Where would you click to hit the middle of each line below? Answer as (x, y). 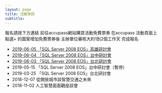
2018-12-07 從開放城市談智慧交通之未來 (52, 79)
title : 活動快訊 (20, 14)
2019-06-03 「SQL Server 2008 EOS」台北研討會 (62, 62)
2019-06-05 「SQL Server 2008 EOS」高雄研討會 (62, 49)
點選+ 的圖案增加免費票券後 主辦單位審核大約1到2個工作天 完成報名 (72, 39)
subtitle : (15, 18)
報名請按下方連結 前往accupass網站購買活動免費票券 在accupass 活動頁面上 (81, 33)
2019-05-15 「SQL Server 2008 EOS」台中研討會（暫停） (69, 67)
